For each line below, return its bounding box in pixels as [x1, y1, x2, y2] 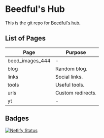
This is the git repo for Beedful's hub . [5, 20, 81, 26]
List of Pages [5, 34, 46, 43]
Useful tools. [55, 81, 85, 88]
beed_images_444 [7, 57, 51, 64]
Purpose [66, 48, 86, 55]
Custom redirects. [55, 89, 97, 96]
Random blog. [55, 65, 88, 72]
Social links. [55, 73, 83, 80]
